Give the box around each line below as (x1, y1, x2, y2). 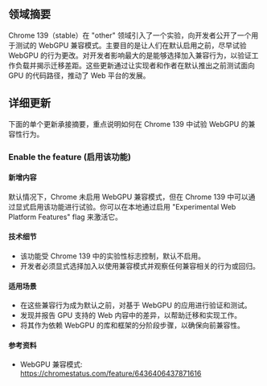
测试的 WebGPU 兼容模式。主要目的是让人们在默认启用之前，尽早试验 (14, 40, 247, 50)
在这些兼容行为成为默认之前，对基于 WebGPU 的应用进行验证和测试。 (19, 300, 252, 311)
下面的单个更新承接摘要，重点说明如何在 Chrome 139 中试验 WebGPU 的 (8, 119, 249, 128)
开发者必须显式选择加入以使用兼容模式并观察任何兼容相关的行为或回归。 (19, 261, 260, 270)
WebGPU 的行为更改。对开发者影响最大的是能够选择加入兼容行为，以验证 (8, 51, 252, 60)
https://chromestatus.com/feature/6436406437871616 (19, 368, 202, 379)
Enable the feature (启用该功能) (8, 151, 131, 162)
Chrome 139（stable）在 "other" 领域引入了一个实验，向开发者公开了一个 (8, 30, 252, 40)
